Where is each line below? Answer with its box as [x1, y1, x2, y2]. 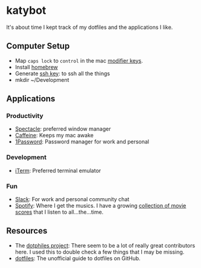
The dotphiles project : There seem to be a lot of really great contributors [14, 242, 196, 249]
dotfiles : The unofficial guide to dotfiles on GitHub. [14, 254, 141, 262]
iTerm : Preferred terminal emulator [14, 167, 101, 174]
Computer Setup [6, 41, 70, 51]
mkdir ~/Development [14, 76, 69, 83]
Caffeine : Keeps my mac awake [14, 132, 94, 139]
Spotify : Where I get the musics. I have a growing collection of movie [14, 202, 187, 210]
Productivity [6, 112, 43, 120]
